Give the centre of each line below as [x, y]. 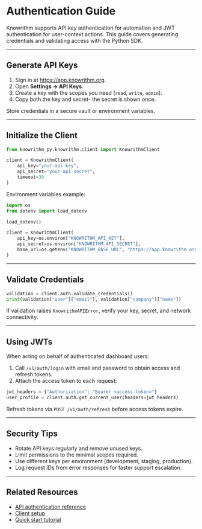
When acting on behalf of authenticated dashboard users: [78, 356]
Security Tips [32, 434]
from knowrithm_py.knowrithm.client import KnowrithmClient [83, 149]
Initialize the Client [42, 136]
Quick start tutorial [38, 519]
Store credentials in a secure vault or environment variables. [81, 111]
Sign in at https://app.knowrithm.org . [60, 80]
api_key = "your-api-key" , [48, 166]
